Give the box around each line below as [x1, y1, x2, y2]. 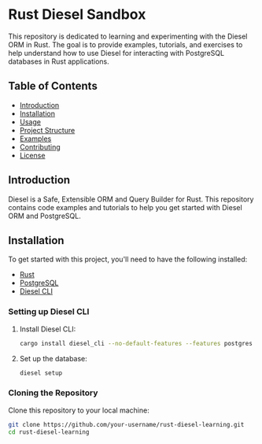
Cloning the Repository [8, 387, 98, 398]
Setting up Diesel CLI [8, 306, 90, 317]
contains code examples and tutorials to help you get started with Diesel [8, 202, 242, 212]
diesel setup [19, 368, 63, 377]
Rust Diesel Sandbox [8, 6, 146, 24]
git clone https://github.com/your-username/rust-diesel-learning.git [8, 420, 245, 428]
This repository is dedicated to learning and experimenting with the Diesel [8, 31, 248, 41]
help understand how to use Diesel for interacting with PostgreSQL [8, 48, 225, 57]
